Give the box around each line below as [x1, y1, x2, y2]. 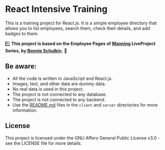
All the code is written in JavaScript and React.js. [12, 75, 113, 81]
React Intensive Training [5, 3, 108, 15]
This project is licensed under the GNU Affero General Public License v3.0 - [5, 135, 160, 141]
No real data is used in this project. [12, 86, 84, 92]
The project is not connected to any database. [12, 91, 107, 97]
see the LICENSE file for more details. [5, 140, 82, 146]
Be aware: [5, 62, 37, 71]
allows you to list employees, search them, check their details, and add [5, 25, 150, 31]
